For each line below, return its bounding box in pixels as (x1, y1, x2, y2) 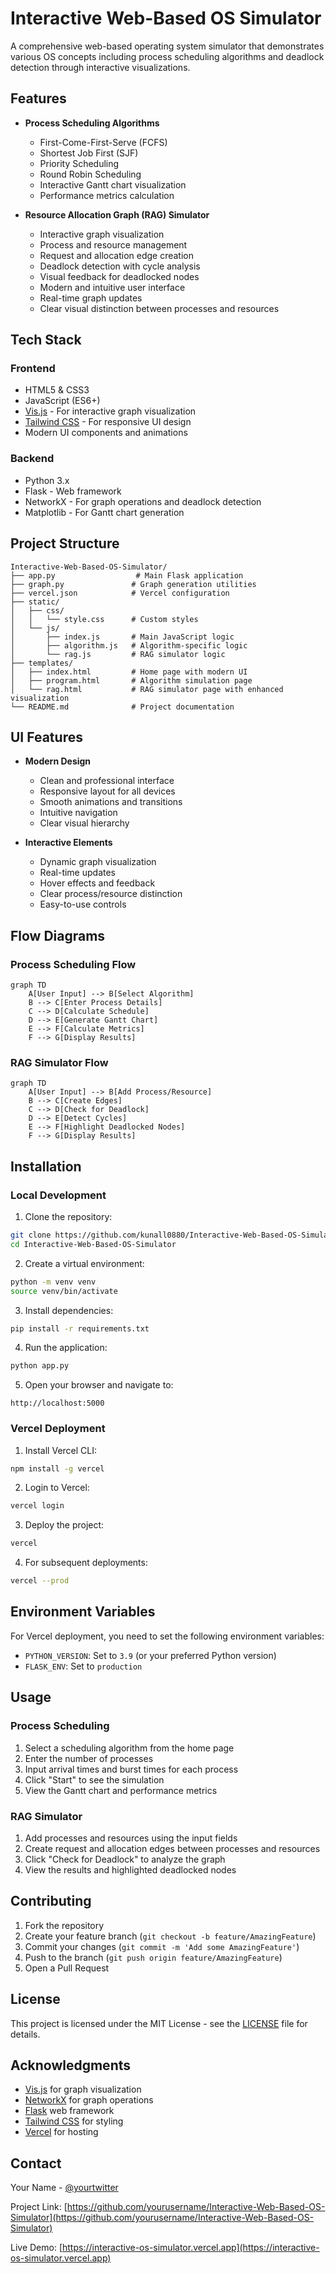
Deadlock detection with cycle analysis (39, 260, 201, 272)
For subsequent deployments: (24, 1557, 148, 1569)
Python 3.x (24, 474, 70, 486)
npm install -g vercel (10, 1463, 105, 1474)
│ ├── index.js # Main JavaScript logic (10, 632, 235, 642)
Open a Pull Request (24, 1962, 110, 1974)
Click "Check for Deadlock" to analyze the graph (24, 1853, 226, 1865)
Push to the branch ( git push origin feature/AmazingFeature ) (24, 1951, 283, 1963)
